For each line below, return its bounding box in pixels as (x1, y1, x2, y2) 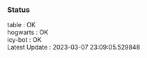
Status (7, 5, 30, 15)
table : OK (7, 21, 36, 29)
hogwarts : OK (7, 28, 49, 36)
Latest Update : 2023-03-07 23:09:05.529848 (7, 43, 141, 52)
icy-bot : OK (7, 36, 42, 44)
